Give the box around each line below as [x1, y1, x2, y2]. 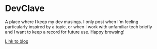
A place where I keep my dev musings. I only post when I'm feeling [5, 19, 139, 24]
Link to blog [5, 38, 29, 44]
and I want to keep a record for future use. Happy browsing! [5, 29, 125, 35]
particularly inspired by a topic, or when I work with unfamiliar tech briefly [5, 24, 153, 29]
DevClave [5, 3, 45, 14]
